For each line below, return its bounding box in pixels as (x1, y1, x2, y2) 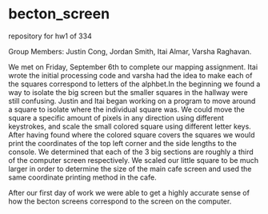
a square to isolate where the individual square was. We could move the (8, 105, 246, 114)
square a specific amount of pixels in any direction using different (8, 113, 224, 122)
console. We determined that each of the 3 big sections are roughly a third (8, 147, 254, 157)
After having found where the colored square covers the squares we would (8, 129, 255, 140)
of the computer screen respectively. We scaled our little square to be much (8, 155, 258, 164)
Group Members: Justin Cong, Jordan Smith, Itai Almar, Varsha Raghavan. (8, 46, 252, 56)
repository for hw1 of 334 (8, 31, 92, 41)
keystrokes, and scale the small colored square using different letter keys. (8, 121, 252, 131)
